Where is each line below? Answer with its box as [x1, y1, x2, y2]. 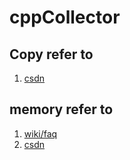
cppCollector [9, 6, 121, 29]
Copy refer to [9, 46, 94, 63]
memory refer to [9, 101, 114, 118]
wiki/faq [23, 127, 58, 140]
